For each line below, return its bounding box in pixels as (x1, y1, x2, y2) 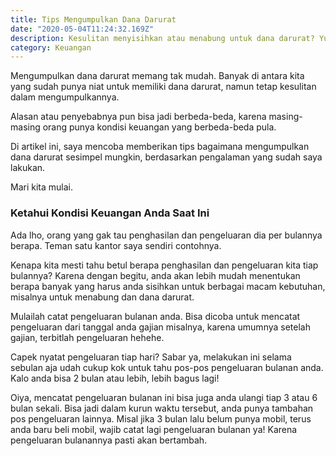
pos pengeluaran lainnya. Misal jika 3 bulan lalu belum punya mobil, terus (10, 412, 312, 425)
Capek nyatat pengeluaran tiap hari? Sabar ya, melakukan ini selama (10, 351, 292, 363)
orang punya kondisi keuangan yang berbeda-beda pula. (42, 121, 277, 133)
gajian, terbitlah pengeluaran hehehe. (10, 331, 165, 343)
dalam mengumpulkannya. (10, 91, 120, 103)
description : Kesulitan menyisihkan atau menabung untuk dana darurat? (10, 33, 315, 43)
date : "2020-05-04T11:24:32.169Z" (10, 24, 155, 34)
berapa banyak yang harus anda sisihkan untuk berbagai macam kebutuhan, (10, 280, 326, 292)
